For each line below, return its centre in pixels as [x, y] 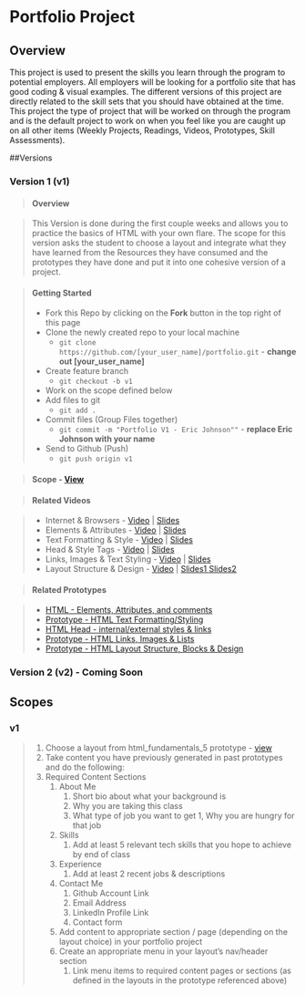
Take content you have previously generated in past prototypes [164, 757]
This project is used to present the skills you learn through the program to [147, 72]
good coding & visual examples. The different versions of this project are [146, 92]
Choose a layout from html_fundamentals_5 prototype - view [159, 747]
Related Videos [61, 500]
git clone [77, 343]
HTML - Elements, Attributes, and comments [129, 610]
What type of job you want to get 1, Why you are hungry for [183, 815]
